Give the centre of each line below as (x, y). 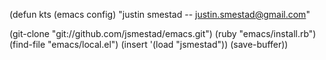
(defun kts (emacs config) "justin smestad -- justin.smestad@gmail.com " (160, 14)
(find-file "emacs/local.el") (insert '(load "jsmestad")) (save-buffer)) (149, 44)
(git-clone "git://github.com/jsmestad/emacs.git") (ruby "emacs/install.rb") (163, 33)
